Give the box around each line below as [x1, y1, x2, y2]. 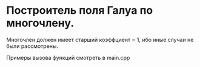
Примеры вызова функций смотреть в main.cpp [6, 54, 130, 61]
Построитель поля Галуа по [6, 4, 153, 17]
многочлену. [6, 16, 75, 30]
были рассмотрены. [6, 42, 59, 50]
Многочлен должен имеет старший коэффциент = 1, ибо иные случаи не [6, 36, 194, 43]
